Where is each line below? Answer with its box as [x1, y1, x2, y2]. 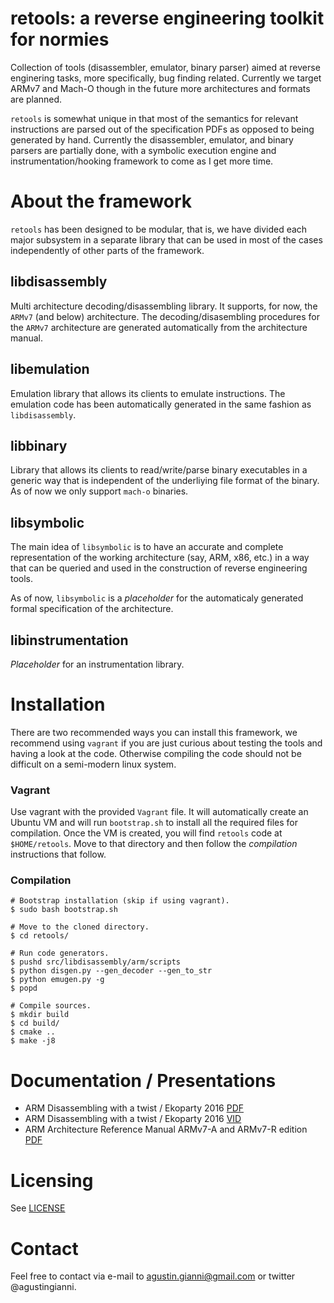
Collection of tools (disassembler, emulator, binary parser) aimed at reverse [10, 61, 321, 73]
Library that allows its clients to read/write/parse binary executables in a [10, 464, 308, 476]
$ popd [10, 983, 38, 994]
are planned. [10, 93, 63, 105]
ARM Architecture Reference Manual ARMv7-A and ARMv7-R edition [24, 1123, 308, 1136]
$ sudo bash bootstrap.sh [10, 905, 118, 915]
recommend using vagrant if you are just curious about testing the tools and [10, 737, 323, 749]
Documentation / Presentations [10, 1069, 277, 1092]
